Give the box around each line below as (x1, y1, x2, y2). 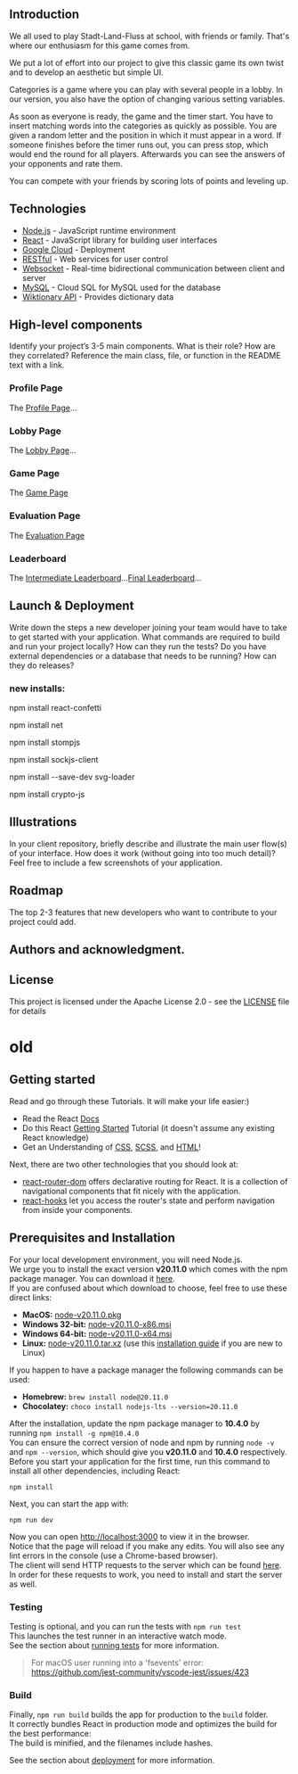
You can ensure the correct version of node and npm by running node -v (9, 1437, 275, 1448)
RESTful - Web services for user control (21, 253, 169, 264)
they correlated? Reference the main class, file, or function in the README (9, 351, 282, 361)
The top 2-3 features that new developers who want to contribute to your (9, 906, 278, 918)
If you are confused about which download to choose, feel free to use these (9, 1283, 287, 1293)
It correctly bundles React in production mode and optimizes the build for (9, 1719, 278, 1729)
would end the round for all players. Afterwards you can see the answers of (9, 148, 286, 160)
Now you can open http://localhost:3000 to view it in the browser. (9, 1531, 250, 1542)
